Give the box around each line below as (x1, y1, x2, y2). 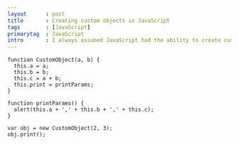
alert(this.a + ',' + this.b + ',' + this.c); (14, 106, 154, 114)
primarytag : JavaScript (7, 30, 84, 38)
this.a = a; (14, 63, 50, 70)
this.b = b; (14, 69, 50, 76)
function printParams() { (7, 100, 84, 107)
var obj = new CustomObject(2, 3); (7, 125, 113, 132)
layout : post (7, 10, 65, 18)
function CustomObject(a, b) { (7, 56, 100, 64)
